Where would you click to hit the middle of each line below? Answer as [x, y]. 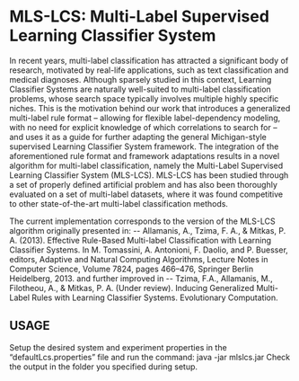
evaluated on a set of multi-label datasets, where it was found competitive [146, 194]
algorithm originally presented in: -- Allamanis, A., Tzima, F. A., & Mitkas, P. [148, 230]
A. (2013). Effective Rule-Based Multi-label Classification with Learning [141, 240]
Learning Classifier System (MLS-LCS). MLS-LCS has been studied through [149, 175]
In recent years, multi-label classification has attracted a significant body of [149, 60]
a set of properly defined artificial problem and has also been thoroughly [144, 184]
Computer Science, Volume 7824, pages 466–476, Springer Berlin [132, 269]
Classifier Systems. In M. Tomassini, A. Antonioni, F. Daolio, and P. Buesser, [149, 250]
